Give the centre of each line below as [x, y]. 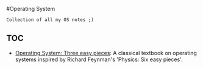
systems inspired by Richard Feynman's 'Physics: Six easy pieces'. [99, 59]
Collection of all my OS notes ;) [50, 20]
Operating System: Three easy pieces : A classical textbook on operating [106, 53]
